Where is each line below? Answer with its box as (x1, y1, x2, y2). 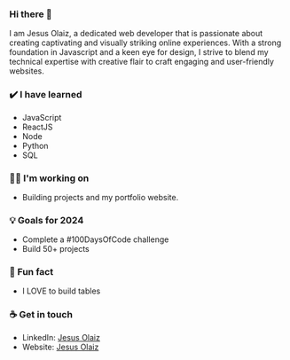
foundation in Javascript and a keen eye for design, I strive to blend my (9, 47, 269, 58)
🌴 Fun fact (9, 266, 54, 278)
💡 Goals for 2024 (9, 214, 84, 226)
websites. (9, 66, 44, 76)
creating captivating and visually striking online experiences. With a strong (9, 37, 282, 48)
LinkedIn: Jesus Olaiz (21, 332, 100, 342)
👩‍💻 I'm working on (9, 172, 90, 184)
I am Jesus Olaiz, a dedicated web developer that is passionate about (9, 28, 263, 39)
